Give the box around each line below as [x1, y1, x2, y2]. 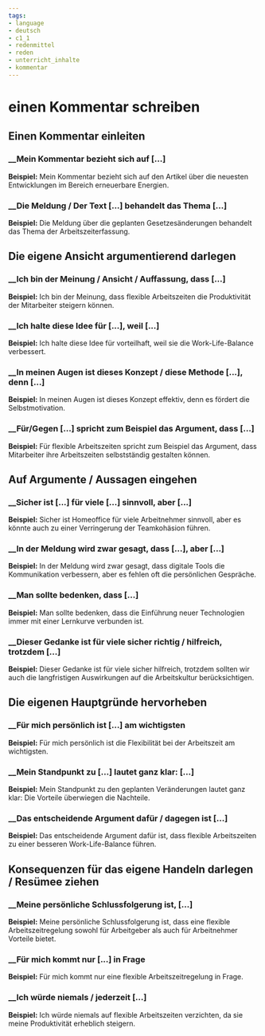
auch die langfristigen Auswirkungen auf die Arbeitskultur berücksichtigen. [8, 673, 255, 683]
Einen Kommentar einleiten [8, 129, 146, 144]
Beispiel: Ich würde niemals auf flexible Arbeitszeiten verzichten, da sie [8, 1010, 244, 1019]
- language [8, 19, 45, 27]
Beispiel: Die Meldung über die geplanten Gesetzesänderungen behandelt [8, 218, 252, 227]
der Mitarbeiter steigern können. [8, 300, 115, 309]
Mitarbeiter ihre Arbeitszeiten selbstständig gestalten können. [8, 450, 211, 459]
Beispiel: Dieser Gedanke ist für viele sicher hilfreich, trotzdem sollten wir [8, 664, 250, 674]
